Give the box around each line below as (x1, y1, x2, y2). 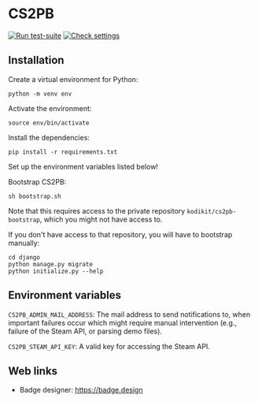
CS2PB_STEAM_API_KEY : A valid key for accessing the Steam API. (8, 341, 211, 351)
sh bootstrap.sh (8, 192, 61, 200)
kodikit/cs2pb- (186, 207, 237, 215)
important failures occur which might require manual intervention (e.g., (8, 318, 238, 327)
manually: (8, 238, 40, 248)
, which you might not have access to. (39, 214, 163, 224)
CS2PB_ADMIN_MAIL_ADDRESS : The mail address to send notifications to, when (8, 309, 251, 319)
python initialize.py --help (8, 267, 104, 275)
